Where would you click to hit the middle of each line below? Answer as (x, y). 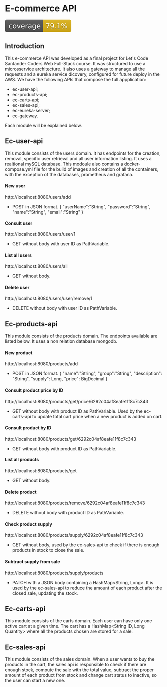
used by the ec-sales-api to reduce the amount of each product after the (87, 588)
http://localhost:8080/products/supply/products (54, 573)
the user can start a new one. (35, 680)
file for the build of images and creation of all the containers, (96, 169)
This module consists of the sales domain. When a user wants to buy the (80, 659)
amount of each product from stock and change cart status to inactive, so (81, 675)
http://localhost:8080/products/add (42, 364)
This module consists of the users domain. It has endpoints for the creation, (83, 153)
